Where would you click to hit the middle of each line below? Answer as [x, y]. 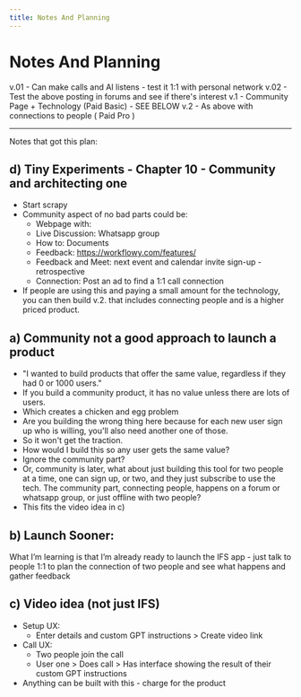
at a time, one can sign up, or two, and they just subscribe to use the [149, 479]
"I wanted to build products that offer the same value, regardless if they [154, 374]
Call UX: [37, 645]
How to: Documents [72, 243]
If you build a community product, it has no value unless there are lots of [156, 393]
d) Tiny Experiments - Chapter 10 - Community [142, 169]
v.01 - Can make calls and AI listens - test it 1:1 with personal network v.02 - [148, 87]
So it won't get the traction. [73, 440]
